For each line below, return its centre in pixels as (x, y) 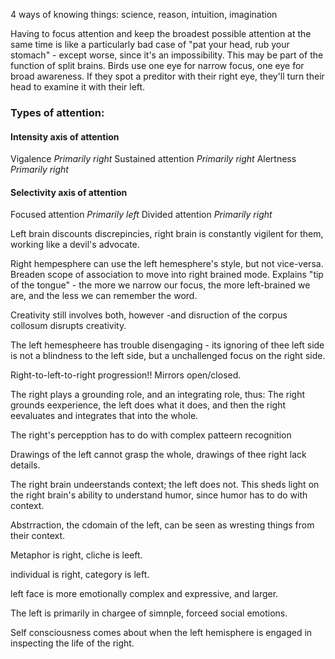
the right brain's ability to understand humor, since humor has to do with (159, 495)
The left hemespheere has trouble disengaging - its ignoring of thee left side (167, 345)
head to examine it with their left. (78, 87)
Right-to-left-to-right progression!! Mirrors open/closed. (126, 375)
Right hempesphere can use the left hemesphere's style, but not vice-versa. (167, 264)
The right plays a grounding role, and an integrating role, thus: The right (158, 395)
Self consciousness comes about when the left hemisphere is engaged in (161, 633)
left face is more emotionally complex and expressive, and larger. (144, 594)
